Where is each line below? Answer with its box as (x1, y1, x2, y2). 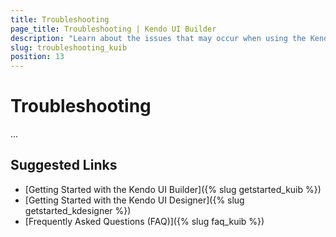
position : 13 (10, 52, 65, 62)
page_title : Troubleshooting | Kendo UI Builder (10, 24, 217, 34)
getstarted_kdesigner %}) (24, 204, 132, 216)
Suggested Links (10, 157, 118, 174)
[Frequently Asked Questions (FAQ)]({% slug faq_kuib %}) (24, 215, 265, 227)
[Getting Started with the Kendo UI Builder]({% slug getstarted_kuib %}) (24, 183, 322, 195)
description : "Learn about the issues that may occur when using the (10, 33, 307, 43)
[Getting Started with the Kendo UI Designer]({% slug (24, 194, 245, 206)
